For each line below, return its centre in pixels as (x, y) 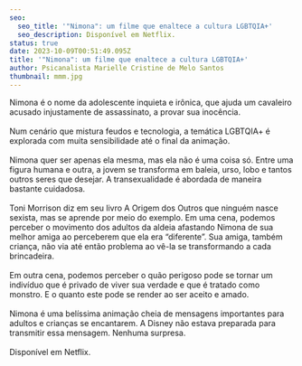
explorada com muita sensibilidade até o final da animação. (120, 140)
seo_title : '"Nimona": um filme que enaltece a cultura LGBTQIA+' (145, 26)
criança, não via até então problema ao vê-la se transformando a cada (140, 246)
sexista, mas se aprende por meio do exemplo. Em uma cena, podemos (142, 217)
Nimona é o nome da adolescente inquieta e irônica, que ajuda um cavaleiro (151, 102)
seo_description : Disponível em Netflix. (97, 34)
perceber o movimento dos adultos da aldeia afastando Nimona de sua (142, 227)
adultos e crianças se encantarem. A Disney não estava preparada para (142, 323)
